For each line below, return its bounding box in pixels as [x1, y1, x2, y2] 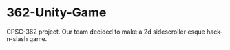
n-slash [6, 34, 28, 42]
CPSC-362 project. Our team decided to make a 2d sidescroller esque [6, 27, 206, 36]
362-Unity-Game [6, 5, 107, 21]
